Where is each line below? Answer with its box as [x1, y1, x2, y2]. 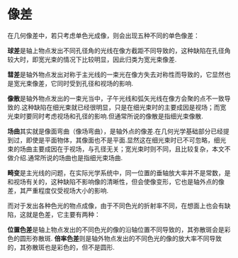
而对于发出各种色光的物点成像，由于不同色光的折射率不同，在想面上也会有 [7, 201, 225, 210]
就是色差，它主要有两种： [25, 210, 101, 218]
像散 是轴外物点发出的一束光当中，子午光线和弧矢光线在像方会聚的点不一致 [7, 94, 225, 103]
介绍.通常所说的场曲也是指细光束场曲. [13, 153, 123, 162]
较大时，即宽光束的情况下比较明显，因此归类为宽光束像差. [7, 55, 177, 64]
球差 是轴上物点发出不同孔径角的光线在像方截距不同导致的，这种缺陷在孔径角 [7, 46, 231, 55]
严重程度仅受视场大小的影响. [25, 186, 109, 195]
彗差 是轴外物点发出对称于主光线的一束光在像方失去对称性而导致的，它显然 [7, 70, 225, 79]
